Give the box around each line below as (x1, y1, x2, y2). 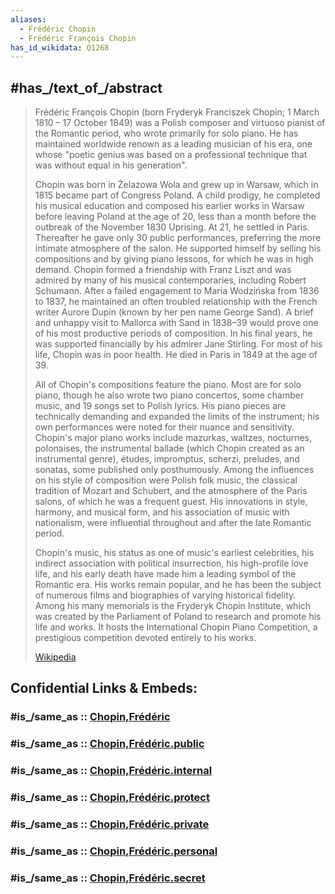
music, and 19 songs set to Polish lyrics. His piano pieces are (34, 400, 287, 412)
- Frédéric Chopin (19, 24, 97, 34)
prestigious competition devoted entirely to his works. (34, 632, 257, 644)
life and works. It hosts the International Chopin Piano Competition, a (34, 621, 318, 633)
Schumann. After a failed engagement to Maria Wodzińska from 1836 (34, 285, 320, 297)
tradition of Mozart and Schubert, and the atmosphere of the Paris (34, 485, 308, 497)
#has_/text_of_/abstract (10, 79, 163, 96)
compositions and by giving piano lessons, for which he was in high (34, 253, 314, 265)
